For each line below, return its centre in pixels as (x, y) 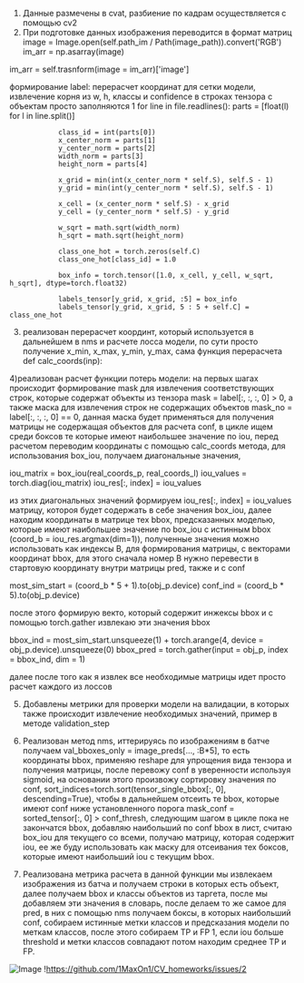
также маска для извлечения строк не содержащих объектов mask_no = (151, 407)
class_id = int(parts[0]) (107, 133)
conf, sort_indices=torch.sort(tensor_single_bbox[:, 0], (124, 789)
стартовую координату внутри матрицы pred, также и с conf (127, 568)
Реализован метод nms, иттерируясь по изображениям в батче (146, 741)
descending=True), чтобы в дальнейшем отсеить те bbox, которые (151, 799)
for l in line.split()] (42, 116)
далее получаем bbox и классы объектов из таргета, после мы (145, 894)
